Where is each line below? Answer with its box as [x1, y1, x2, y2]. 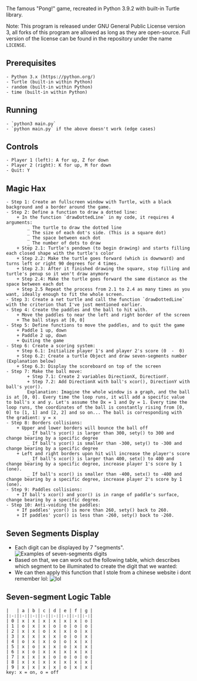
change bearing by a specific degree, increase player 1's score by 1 [6, 461, 182, 467]
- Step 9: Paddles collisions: [6, 487, 83, 493]
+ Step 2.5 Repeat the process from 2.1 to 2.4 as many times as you [16, 286, 191, 292]
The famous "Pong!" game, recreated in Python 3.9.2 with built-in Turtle [6, 5, 180, 12]
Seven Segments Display [6, 528, 100, 538]
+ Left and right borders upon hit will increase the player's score [16, 451, 191, 457]
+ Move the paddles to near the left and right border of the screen [16, 312, 191, 318]
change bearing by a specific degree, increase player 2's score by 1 [6, 477, 182, 483]
